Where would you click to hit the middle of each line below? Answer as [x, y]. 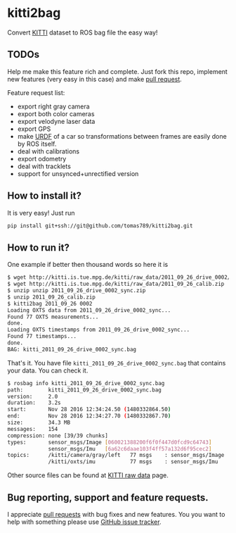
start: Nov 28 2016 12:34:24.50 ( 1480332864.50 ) [89, 410]
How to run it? [39, 247]
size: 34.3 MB [39, 422]
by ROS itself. [37, 144]
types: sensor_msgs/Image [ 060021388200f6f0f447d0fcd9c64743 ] [110, 442]
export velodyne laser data [56, 121]
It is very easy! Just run [41, 213]
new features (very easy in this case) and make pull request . [95, 79]
